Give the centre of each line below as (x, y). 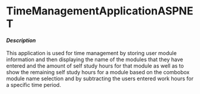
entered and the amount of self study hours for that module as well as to (95, 66)
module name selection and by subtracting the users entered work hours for (100, 78)
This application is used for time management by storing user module (92, 53)
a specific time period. (34, 84)
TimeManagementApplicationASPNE (100, 11)
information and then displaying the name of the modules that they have (95, 59)
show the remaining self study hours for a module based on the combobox (98, 72)
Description (21, 40)
